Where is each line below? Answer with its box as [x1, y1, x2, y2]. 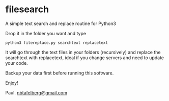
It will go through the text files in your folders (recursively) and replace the [5, 49, 161, 55]
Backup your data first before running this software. [5, 70, 114, 76]
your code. [5, 60, 28, 66]
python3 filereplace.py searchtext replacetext [5, 40, 108, 45]
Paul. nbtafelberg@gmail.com [5, 89, 68, 95]
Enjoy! [5, 80, 19, 86]
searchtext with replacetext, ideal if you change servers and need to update [5, 55, 164, 61]
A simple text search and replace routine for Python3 [5, 20, 116, 27]
